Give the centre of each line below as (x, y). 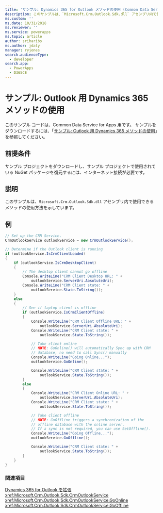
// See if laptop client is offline (59, 308)
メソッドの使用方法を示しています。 (41, 208)
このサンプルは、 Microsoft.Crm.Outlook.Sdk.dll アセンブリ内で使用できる (80, 201)
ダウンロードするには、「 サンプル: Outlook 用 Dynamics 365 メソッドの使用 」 (81, 131)
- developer (22, 59)
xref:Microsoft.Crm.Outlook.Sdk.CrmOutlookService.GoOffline (67, 505)
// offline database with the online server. (78, 424)
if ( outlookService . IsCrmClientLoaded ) (45, 254)
